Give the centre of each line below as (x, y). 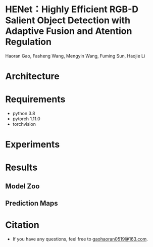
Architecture (32, 77)
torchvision (24, 124)
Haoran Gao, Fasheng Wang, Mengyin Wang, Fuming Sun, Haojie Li (75, 56)
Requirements (35, 99)
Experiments (33, 145)
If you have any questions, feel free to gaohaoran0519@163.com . (80, 239)
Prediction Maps (32, 203)
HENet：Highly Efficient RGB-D (72, 9)
